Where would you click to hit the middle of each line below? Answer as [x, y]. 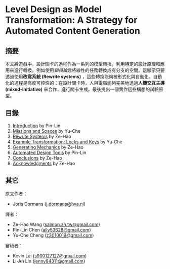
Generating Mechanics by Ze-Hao [48, 147]
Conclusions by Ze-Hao [37, 158]
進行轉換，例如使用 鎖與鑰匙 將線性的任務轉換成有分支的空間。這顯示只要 [89, 70]
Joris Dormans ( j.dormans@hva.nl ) [49, 204]
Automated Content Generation [73, 31]
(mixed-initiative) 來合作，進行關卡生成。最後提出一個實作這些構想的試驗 [82, 89]
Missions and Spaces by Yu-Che [47, 131]
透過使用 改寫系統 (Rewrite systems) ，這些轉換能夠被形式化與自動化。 [79, 76]
